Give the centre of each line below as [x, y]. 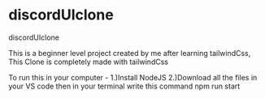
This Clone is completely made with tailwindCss [89, 62]
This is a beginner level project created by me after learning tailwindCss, [130, 53]
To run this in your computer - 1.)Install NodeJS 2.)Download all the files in [133, 77]
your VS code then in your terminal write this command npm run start [124, 86]
